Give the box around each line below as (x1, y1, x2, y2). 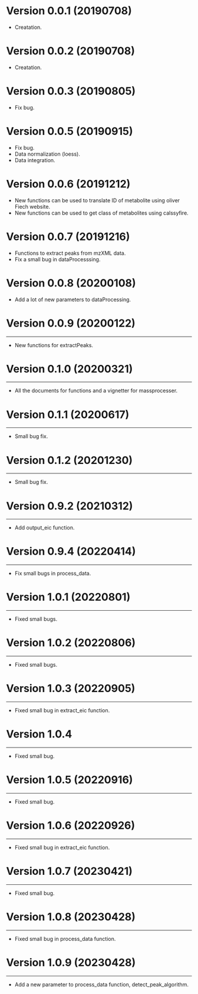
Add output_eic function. (14, 524, 75, 531)
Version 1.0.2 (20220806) (6, 636, 136, 650)
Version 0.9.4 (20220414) (6, 545, 136, 558)
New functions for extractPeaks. (14, 341, 93, 348)
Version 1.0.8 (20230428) (6, 910, 136, 923)
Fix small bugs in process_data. (14, 570, 91, 577)
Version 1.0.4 (6, 728, 72, 741)
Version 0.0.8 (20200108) (6, 276, 137, 289)
